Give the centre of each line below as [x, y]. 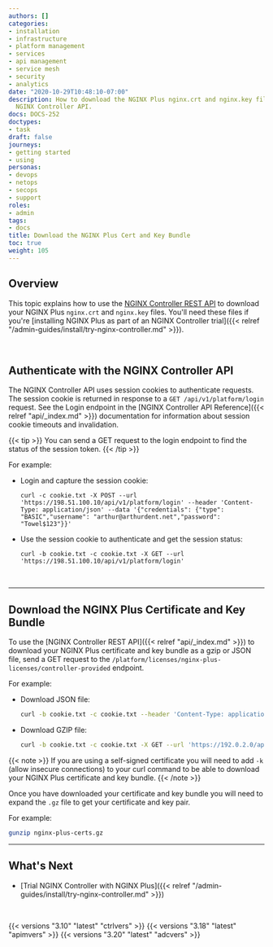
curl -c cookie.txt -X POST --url [78, 496]
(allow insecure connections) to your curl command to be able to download [134, 769]
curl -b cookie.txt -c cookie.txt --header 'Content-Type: [122, 715]
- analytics [28, 84]
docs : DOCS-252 [34, 115]
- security [27, 77]
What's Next [41, 866]
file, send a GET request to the [59, 660]
